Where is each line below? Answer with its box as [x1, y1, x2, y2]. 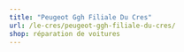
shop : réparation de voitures [9, 29, 121, 38]
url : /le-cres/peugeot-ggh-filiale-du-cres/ [9, 21, 176, 30]
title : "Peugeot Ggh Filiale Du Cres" [9, 12, 152, 22]
